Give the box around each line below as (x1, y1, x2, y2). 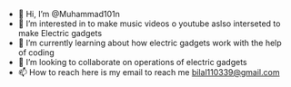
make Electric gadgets (17, 28, 103, 38)
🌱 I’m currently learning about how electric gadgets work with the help (17, 37, 282, 48)
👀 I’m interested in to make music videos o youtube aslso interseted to (17, 18, 281, 29)
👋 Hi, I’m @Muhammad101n (17, 9, 121, 19)
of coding (17, 47, 55, 58)
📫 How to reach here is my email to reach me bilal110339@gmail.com (17, 67, 280, 77)
